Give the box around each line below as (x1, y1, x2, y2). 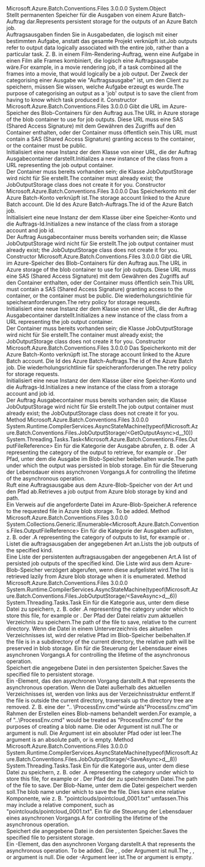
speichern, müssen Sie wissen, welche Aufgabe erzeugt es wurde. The (6, 83, 184, 90)
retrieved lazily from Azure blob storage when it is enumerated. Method (6, 573, 187, 580)
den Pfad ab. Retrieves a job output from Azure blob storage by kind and (6, 488, 188, 495)
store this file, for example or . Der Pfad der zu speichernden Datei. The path (6, 775, 198, 782)
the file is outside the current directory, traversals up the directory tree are (6, 697, 194, 704)
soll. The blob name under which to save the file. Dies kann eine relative (6, 788, 186, 795)
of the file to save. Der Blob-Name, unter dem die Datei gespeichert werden (6, 782, 197, 789)
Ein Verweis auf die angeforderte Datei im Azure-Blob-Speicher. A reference (6, 501, 197, 508)
